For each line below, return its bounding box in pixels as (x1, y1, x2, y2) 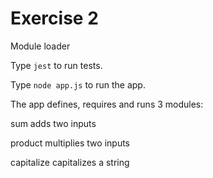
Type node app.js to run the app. (10, 78, 146, 91)
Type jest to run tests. (10, 59, 103, 71)
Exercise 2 (10, 7, 99, 30)
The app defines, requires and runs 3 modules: (10, 98, 204, 110)
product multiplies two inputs (10, 137, 130, 149)
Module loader (10, 40, 71, 52)
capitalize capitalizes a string (10, 156, 130, 168)
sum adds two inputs (10, 117, 97, 129)
